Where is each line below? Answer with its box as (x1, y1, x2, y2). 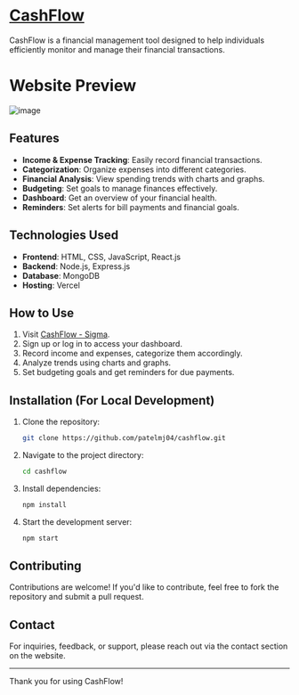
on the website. (9, 650, 66, 661)
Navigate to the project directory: (21, 450, 144, 460)
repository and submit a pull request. (9, 592, 144, 602)
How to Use (9, 305, 75, 321)
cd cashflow (21, 467, 67, 476)
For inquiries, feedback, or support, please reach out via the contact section (9, 641, 288, 651)
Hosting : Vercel (21, 280, 80, 290)
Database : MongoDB (21, 270, 101, 281)
